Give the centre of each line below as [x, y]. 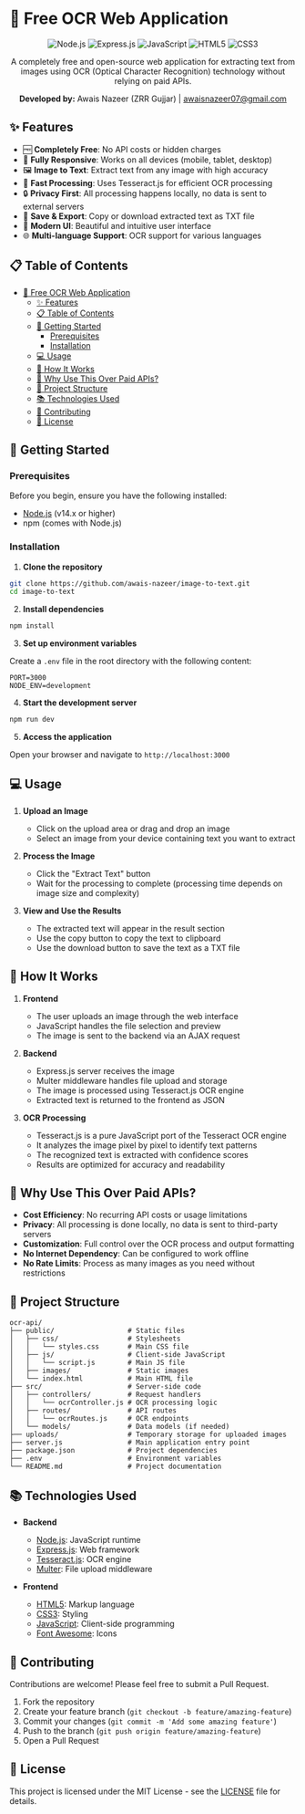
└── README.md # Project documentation [116, 1467]
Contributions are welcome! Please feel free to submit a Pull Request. [139, 1684]
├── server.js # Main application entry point [130, 1443]
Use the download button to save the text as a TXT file [138, 947]
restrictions [44, 1273]
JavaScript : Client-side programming [105, 1624]
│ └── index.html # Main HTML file [102, 1379]
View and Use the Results [72, 911]
